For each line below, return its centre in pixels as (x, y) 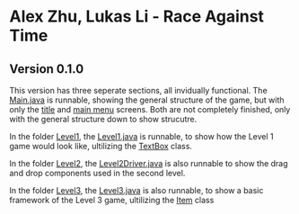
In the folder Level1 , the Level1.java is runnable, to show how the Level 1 (141, 136)
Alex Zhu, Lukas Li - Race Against (137, 17)
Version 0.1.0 (47, 69)
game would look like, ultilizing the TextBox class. (101, 146)
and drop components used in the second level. (97, 173)
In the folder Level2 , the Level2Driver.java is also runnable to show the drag (149, 163)
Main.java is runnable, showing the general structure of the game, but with (147, 100)
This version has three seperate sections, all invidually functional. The (138, 90)
